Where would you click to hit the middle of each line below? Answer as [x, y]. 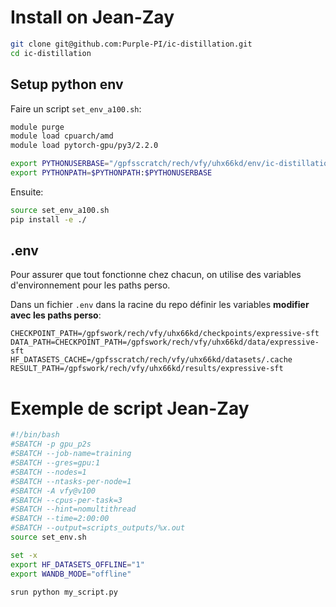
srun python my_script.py [64, 592]
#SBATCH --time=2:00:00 [60, 519]
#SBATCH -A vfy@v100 [53, 491]
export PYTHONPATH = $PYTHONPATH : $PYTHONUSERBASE [111, 173]
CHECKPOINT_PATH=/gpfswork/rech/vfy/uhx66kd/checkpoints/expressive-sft [165, 334]
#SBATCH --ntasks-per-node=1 [71, 481]
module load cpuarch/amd [62, 136]
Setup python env [67, 84]
